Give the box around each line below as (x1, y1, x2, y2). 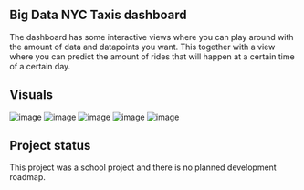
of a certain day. (9, 60, 71, 71)
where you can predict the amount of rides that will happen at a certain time (9, 50, 295, 62)
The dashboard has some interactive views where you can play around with (9, 31, 294, 42)
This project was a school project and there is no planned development (9, 162, 277, 173)
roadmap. (9, 172, 46, 183)
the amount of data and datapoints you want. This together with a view (9, 41, 276, 52)
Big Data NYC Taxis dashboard (9, 7, 187, 23)
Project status (9, 138, 91, 153)
